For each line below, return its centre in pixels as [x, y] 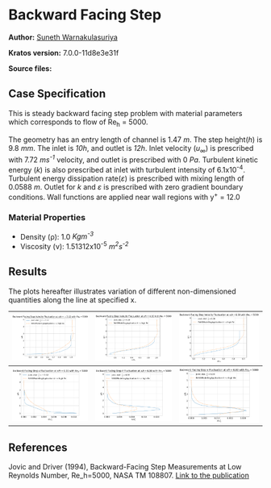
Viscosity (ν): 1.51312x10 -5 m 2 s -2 [74, 246]
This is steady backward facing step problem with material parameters [125, 113]
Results [28, 272]
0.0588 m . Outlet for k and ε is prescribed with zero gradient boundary [126, 186]
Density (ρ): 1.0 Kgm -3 [57, 236]
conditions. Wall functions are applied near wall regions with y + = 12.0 [124, 196]
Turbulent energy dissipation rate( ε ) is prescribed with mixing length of [126, 178]
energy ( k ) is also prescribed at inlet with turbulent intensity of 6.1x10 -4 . [127, 169]
